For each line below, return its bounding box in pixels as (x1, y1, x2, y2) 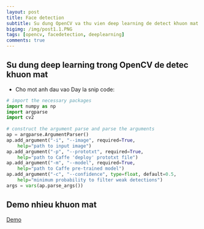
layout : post (6, 9, 40, 15)
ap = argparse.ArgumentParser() (6, 132, 89, 138)
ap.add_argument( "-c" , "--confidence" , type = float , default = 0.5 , (6, 172, 176, 178)
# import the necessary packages (6, 97, 92, 104)
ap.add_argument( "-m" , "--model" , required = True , (6, 160, 136, 166)
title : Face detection (6, 15, 64, 21)
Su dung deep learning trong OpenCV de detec (6, 60, 189, 70)
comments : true (6, 37, 45, 43)
